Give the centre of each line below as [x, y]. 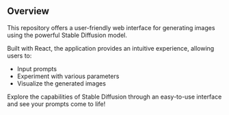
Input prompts [37, 68]
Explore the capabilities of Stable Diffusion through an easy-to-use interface [114, 97]
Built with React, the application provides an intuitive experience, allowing [111, 48]
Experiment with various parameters [68, 76]
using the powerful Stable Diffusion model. [67, 35]
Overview [28, 11]
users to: [19, 55]
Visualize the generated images [61, 83]
